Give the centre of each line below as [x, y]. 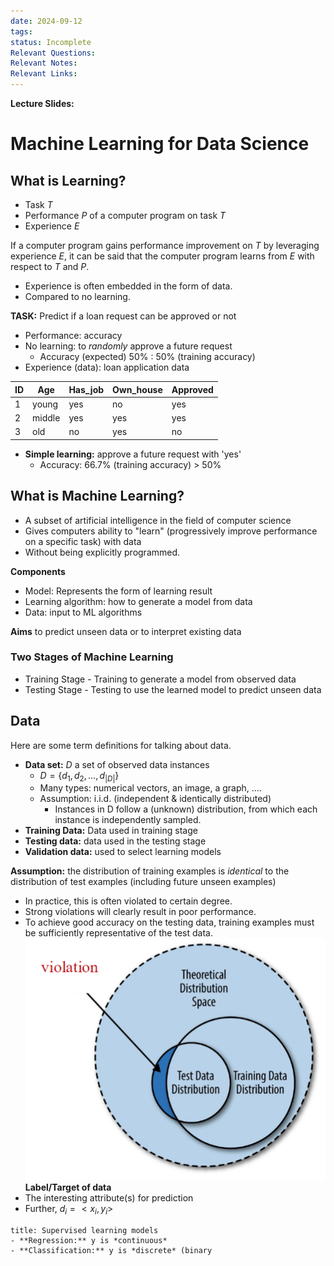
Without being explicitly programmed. [102, 552]
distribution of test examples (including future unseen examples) [143, 882]
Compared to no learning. [77, 296]
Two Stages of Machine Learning [92, 657]
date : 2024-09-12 [46, 21]
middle [46, 418]
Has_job [86, 389]
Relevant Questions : [53, 53]
